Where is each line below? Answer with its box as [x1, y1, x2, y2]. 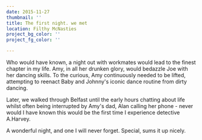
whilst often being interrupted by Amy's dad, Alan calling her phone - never [6, 103, 194, 109]
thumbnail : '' [6, 14, 42, 21]
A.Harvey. [6, 115, 31, 122]
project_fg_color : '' [6, 37, 61, 43]
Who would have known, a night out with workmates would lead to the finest [6, 59, 196, 66]
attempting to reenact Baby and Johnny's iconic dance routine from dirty [6, 78, 187, 85]
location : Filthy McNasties [6, 25, 77, 32]
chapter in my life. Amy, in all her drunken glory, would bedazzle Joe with [6, 65, 188, 72]
